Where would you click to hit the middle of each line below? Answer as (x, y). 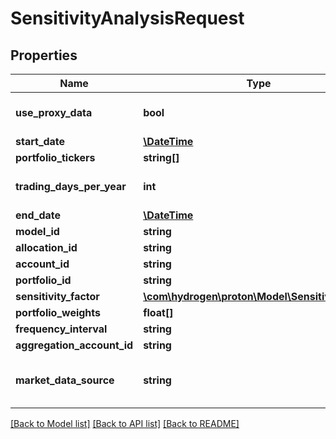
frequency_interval (61, 329)
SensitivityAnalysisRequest (127, 18)
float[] (158, 312)
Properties (44, 55)
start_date (40, 141)
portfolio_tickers (55, 157)
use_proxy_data (54, 112)
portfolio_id (43, 280)
